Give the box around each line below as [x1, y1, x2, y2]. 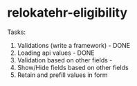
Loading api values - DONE [17, 49, 95, 57]
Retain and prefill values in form [17, 71, 108, 79]
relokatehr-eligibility [7, 5, 128, 21]
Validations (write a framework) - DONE [17, 41, 130, 49]
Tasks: [7, 28, 26, 36]
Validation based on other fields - [17, 55, 113, 64]
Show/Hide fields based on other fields [17, 63, 129, 71]
